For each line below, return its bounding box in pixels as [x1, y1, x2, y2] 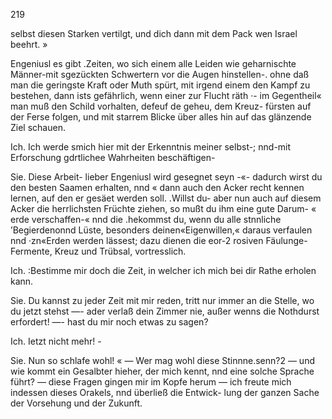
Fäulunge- [265, 235, 308, 246]
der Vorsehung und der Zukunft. [10, 397, 143, 409]
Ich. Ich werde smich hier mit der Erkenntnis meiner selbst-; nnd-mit [10, 141, 292, 153]
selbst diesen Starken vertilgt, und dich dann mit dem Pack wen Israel [10, 28, 298, 39]
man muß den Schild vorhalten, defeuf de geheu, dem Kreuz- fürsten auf [10, 100, 312, 112]
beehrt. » [10, 39, 48, 50]
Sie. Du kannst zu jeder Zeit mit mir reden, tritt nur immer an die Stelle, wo [10, 295, 315, 306]
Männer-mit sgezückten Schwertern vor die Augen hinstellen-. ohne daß [10, 69, 310, 80]
